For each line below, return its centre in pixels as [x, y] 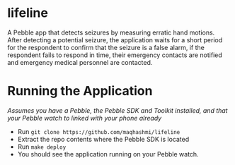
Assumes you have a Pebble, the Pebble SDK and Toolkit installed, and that [117, 110]
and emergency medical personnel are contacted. [80, 62]
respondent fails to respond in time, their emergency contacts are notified [115, 55]
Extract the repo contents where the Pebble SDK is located [103, 139]
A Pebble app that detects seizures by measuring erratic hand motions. [111, 32]
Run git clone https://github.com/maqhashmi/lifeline [99, 131]
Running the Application [80, 91]
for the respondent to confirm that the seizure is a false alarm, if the [106, 47]
